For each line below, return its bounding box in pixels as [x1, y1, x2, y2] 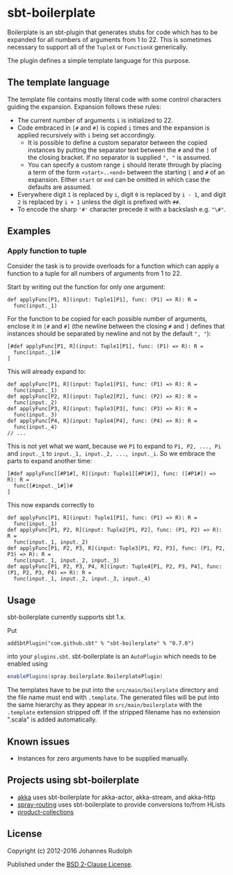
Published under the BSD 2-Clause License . [7, 860, 134, 868]
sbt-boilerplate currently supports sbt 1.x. [7, 613, 126, 622]
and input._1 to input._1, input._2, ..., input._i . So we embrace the [7, 449, 216, 458]
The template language [7, 77, 110, 89]
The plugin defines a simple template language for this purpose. [7, 56, 191, 64]
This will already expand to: [7, 368, 86, 376]
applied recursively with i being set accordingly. [17, 130, 156, 139]
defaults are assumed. [27, 183, 92, 191]
